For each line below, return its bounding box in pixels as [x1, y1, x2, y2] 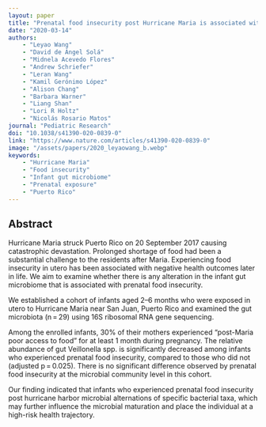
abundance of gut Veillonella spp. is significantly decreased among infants [8, 345, 252, 354]
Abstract [8, 217, 53, 231]
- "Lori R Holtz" [22, 108, 80, 115]
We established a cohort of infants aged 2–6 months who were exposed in [8, 296, 251, 305]
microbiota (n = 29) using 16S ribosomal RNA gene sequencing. [8, 312, 215, 322]
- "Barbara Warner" [22, 93, 87, 100]
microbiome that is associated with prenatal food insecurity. [8, 280, 203, 289]
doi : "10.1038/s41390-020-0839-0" [8, 129, 123, 137]
